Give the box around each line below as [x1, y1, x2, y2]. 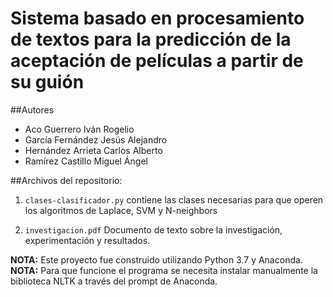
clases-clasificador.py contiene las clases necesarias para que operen [24, 193, 324, 206]
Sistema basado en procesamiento [10, 7, 305, 30]
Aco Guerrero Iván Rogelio [24, 123, 135, 135]
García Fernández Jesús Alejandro [24, 133, 168, 146]
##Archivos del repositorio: [10, 174, 123, 186]
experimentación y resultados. [24, 234, 151, 246]
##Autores [10, 103, 55, 116]
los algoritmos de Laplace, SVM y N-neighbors [24, 204, 218, 216]
